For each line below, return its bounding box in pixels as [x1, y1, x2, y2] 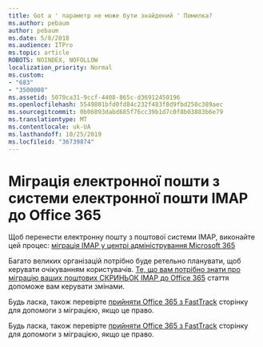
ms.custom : [8, 71, 45, 79]
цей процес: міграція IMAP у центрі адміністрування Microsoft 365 [8, 241, 236, 250]
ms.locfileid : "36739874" [8, 137, 94, 146]
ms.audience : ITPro [8, 41, 74, 49]
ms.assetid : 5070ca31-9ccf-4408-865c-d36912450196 [8, 93, 181, 101]
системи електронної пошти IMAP [8, 189, 249, 207]
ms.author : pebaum [8, 19, 70, 27]
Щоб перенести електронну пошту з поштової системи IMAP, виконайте [8, 232, 256, 242]
